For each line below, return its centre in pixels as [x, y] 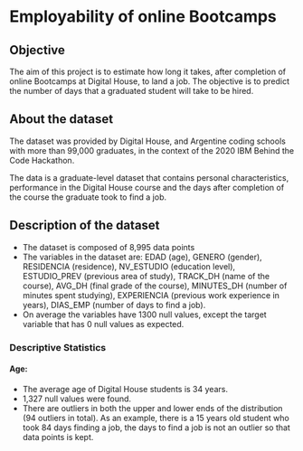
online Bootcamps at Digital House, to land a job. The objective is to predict [149, 81]
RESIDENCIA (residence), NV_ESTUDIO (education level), [129, 266]
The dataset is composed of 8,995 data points [109, 247]
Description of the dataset [85, 225]
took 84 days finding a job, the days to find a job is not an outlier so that [156, 428]
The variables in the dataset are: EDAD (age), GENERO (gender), [142, 257]
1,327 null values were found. [77, 399]
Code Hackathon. [42, 160]
